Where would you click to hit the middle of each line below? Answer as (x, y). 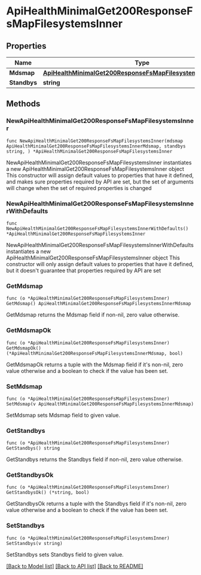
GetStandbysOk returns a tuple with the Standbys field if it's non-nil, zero (96, 504)
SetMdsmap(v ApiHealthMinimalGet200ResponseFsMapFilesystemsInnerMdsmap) (100, 404)
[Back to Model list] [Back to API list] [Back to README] (75, 566)
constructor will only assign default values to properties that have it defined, (100, 264)
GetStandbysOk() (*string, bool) (48, 493)
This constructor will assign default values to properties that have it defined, (100, 175)
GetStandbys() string (33, 448)
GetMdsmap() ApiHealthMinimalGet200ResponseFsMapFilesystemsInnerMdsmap (99, 304)
